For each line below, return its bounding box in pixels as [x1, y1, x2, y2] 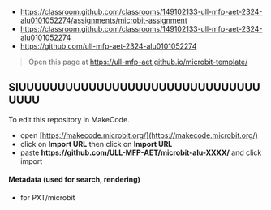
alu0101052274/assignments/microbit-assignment [19, 15, 188, 25]
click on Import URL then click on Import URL [19, 139, 173, 148]
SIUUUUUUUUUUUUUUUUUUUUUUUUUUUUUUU [8, 80, 261, 94]
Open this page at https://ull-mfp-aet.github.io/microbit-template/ [28, 57, 248, 66]
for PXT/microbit [19, 193, 75, 203]
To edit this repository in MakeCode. [8, 114, 130, 124]
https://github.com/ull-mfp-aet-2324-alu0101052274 [19, 41, 197, 51]
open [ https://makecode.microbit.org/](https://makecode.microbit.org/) [19, 130, 258, 140]
